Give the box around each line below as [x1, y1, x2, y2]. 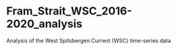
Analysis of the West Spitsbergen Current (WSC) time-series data [6, 37, 172, 44]
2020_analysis [6, 17, 82, 31]
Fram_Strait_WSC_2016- [6, 4, 132, 18]
